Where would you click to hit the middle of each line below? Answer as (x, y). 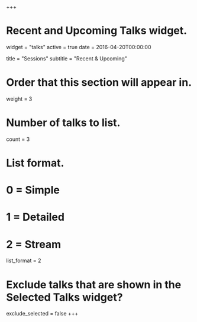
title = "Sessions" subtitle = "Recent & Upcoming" (67, 58)
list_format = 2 (24, 260)
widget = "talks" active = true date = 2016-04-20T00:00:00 (79, 47)
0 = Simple (33, 190)
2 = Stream (33, 244)
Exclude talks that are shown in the (94, 284)
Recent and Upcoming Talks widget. (97, 31)
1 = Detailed (35, 217)
